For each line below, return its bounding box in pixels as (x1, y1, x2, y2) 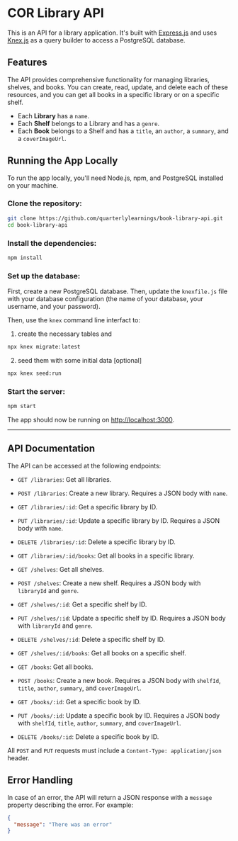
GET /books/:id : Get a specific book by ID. (17, 697, 142, 706)
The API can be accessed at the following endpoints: (7, 461, 161, 470)
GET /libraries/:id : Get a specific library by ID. (17, 502, 158, 511)
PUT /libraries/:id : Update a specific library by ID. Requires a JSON (17, 516, 220, 525)
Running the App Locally (7, 154, 118, 167)
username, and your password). (7, 303, 101, 311)
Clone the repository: (7, 198, 83, 208)
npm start (7, 402, 37, 410)
